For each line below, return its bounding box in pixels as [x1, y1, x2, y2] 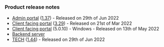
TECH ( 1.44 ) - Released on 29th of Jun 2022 [12, 36, 105, 42]
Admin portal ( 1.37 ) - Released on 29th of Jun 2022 [12, 15, 119, 21]
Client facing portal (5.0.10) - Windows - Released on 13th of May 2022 [12, 26, 159, 32]
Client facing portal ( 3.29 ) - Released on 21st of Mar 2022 [12, 20, 132, 26]
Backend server [12, 31, 45, 37]
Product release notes [5, 4, 60, 11]
